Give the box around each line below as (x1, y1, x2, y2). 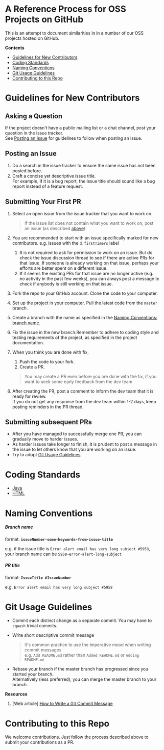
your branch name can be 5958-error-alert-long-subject (5, 551, 122, 557)
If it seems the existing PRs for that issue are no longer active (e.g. (19, 270, 154, 276)
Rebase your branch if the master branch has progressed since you (12, 666, 148, 672)
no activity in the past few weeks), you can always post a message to (19, 276, 160, 282)
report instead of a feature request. (12, 183, 83, 189)
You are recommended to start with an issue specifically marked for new (12, 234, 159, 241)
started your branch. (12, 671, 54, 677)
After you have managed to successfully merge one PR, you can (12, 431, 142, 437)
